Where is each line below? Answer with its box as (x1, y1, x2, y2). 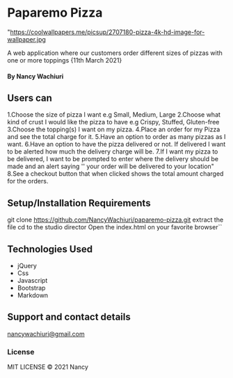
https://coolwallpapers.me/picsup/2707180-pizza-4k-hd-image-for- (10, 28, 205, 36)
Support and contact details (7, 311, 131, 323)
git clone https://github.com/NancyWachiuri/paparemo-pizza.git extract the (7, 215, 224, 224)
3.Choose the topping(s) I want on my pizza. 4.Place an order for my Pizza (7, 125, 220, 133)
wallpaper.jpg (7, 35, 47, 43)
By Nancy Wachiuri (7, 72, 64, 81)
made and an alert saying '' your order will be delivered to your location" (7, 162, 214, 171)
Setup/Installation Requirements (7, 197, 151, 209)
